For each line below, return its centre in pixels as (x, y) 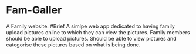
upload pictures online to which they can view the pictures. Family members (98, 32)
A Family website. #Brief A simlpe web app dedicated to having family (90, 26)
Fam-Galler (34, 10)
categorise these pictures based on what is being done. (73, 45)
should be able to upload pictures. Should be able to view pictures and (91, 38)
